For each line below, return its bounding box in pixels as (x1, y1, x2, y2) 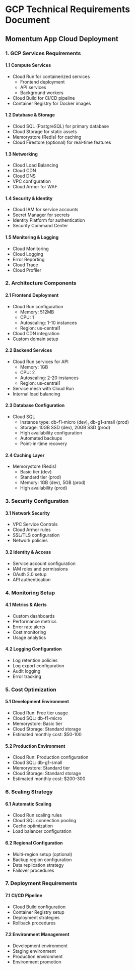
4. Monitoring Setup (5, 589, 55, 596)
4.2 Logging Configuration (5, 646, 62, 652)
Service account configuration (12, 560, 76, 567)
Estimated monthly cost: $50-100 (12, 732, 82, 738)
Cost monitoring (12, 629, 46, 635)
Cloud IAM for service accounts (12, 207, 79, 213)
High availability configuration (20, 430, 82, 436)
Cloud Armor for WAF (12, 184, 57, 190)
